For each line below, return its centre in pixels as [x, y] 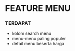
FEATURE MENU [38, 8]
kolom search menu [31, 33]
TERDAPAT [18, 23]
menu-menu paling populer [39, 39]
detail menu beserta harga [38, 44]
